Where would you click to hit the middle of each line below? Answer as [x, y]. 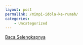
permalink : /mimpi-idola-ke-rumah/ [42, 14]
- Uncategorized [31, 23]
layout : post [19, 10]
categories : [17, 19]
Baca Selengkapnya [25, 37]
